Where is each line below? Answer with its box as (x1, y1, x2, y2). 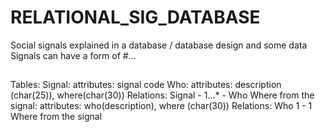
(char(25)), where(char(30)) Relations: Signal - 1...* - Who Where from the (10, 89, 315, 101)
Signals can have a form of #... (10, 49, 137, 61)
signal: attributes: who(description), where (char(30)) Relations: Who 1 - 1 (10, 100, 313, 112)
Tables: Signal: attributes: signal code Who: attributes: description (10, 79, 282, 91)
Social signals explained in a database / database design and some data (10, 39, 308, 51)
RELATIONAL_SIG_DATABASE (10, 6, 261, 29)
